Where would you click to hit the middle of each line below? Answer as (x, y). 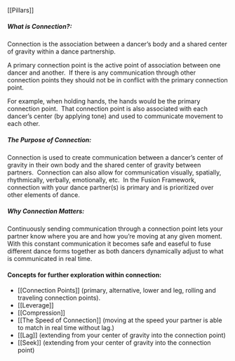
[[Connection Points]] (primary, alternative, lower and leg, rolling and (116, 291)
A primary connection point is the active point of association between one (114, 65)
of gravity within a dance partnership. (61, 51)
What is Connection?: (40, 26)
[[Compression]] (41, 313)
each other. (24, 123)
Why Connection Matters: (46, 211)
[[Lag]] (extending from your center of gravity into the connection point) (121, 335)
